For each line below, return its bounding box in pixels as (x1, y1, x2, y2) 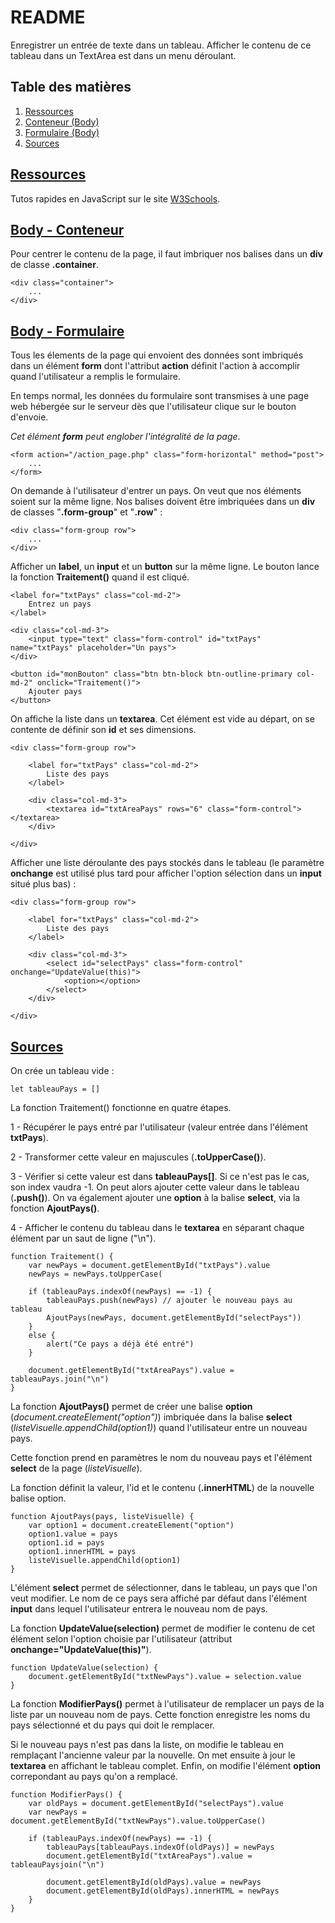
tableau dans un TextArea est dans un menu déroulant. (10, 49, 237, 61)
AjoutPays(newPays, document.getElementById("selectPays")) (46, 1313, 302, 1323)
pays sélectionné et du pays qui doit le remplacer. (10, 1719, 216, 1731)
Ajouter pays (28, 687, 83, 697)
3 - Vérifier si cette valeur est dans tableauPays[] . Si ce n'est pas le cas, (10, 1171, 310, 1182)
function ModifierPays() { (10, 1790, 123, 1800)
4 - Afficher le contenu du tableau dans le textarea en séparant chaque (10, 1222, 305, 1233)
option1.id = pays (28, 1538, 105, 1548)
